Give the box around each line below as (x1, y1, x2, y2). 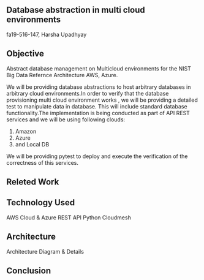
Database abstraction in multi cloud (6, 5, 145, 15)
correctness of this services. (6, 159, 78, 166)
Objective (6, 48, 45, 59)
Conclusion (6, 266, 51, 276)
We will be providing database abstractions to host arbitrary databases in (6, 83, 191, 91)
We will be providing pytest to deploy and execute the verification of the (6, 153, 188, 160)
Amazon (15, 127, 37, 135)
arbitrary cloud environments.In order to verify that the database (6, 89, 169, 97)
